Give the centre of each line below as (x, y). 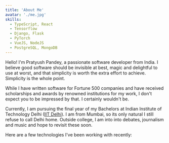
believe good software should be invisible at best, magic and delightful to (81, 67)
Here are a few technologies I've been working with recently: (69, 134)
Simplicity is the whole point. (35, 78)
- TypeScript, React (31, 24)
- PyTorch (20, 39)
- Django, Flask (27, 33)
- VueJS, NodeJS (27, 43)
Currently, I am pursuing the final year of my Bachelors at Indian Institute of (83, 109)
